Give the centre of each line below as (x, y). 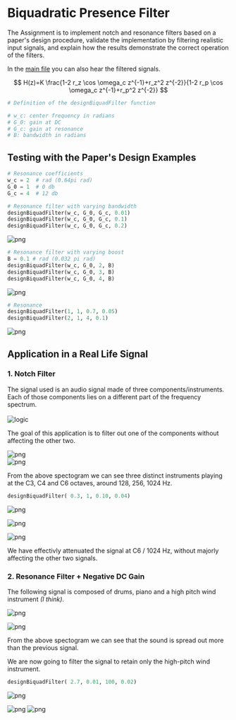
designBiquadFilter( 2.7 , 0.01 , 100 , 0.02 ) (72, 682)
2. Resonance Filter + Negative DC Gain (76, 576)
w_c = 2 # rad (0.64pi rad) (50, 180)
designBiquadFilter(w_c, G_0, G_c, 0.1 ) (68, 219)
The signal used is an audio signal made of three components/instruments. (116, 389)
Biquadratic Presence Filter (89, 13)
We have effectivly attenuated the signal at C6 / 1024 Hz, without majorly (113, 550)
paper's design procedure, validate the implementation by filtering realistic (116, 40)
